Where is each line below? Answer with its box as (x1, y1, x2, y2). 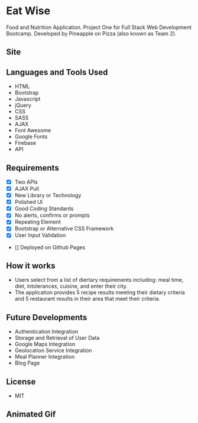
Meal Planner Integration (14, 353, 75, 360)
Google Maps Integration (14, 341, 76, 348)
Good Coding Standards (14, 205, 74, 212)
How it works (6, 261, 56, 271)
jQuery (14, 102, 31, 109)
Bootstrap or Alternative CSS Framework (14, 225, 114, 232)
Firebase (14, 139, 37, 147)
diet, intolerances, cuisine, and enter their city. (14, 282, 128, 290)
